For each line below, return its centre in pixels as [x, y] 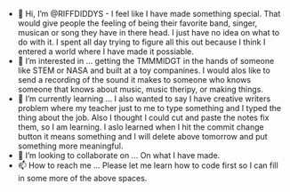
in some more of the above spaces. [82, 178]
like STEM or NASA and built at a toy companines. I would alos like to [144, 70]
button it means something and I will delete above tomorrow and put [143, 136]
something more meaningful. [70, 146]
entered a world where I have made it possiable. [105, 52]
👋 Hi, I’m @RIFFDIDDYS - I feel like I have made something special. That [149, 14]
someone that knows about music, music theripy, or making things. [141, 89]
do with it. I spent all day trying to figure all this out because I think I [141, 42]
